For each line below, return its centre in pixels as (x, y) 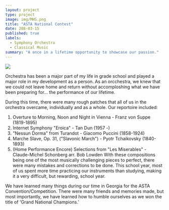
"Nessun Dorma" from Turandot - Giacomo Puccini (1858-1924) (78, 133)
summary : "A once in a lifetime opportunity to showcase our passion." (82, 52)
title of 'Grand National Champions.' (42, 202)
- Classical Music (29, 47)
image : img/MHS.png (26, 19)
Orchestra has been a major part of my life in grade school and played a (80, 76)
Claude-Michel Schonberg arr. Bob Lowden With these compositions (84, 154)
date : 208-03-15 (22, 29)
